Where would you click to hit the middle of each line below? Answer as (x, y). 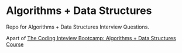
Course (15, 44)
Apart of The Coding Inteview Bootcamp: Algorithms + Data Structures (91, 38)
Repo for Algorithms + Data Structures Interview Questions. (78, 27)
